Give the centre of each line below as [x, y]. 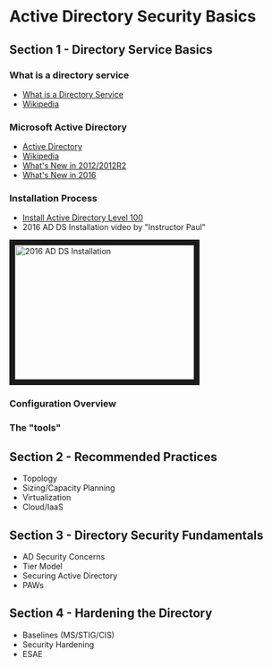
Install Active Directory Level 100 [82, 218]
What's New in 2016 [59, 175]
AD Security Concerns [64, 556]
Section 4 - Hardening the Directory [111, 614]
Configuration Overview [63, 404]
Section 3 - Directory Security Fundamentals [136, 535]
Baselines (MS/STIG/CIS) [68, 635]
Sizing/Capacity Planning [68, 488]
